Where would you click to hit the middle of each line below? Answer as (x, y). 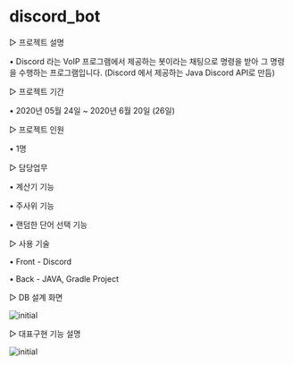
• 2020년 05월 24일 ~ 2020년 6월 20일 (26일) (92, 110)
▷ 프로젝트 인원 (37, 129)
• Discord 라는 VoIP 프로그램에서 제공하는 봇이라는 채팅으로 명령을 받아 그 (139, 61)
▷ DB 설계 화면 (36, 297)
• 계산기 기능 (32, 186)
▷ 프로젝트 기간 (37, 91)
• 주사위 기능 (32, 205)
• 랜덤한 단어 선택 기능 (48, 225)
